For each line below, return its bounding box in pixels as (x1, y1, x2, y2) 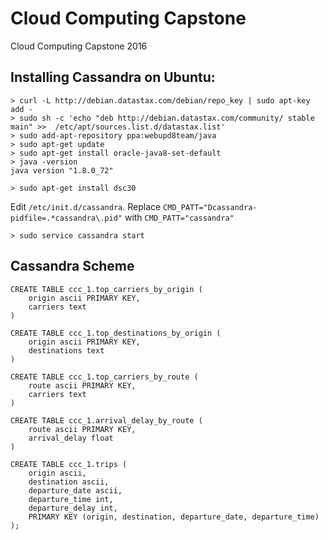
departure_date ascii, (28, 485, 123, 496)
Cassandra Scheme (10, 258, 135, 275)
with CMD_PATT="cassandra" (124, 211, 235, 223)
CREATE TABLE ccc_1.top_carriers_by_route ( (10, 372, 199, 382)
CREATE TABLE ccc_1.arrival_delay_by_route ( (10, 415, 203, 426)
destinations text (28, 345, 105, 356)
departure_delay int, (28, 503, 118, 513)
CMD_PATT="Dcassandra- (163, 202, 258, 212)
